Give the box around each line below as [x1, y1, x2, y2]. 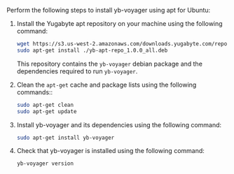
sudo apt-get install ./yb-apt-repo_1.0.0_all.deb [16, 47, 168, 54]
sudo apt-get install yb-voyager [16, 134, 115, 141]
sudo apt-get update [16, 108, 77, 115]
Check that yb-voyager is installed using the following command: [16, 147, 205, 155]
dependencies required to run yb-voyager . [16, 66, 138, 75]
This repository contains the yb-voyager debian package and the [16, 59, 202, 68]
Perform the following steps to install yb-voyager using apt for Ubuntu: [6, 6, 211, 14]
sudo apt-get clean [16, 101, 74, 108]
